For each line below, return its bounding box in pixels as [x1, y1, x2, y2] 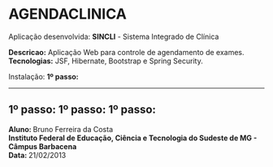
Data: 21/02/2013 [8, 150, 67, 160]
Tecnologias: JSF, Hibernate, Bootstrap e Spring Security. [8, 56, 203, 66]
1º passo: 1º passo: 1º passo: [8, 103, 157, 117]
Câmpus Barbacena [8, 141, 77, 151]
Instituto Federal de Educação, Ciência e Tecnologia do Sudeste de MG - [8, 133, 258, 143]
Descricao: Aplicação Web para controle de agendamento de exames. [8, 47, 245, 57]
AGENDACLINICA [8, 5, 128, 24]
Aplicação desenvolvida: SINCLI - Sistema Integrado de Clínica [8, 32, 219, 41]
